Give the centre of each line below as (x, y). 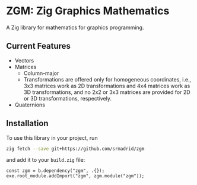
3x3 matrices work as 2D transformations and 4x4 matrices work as (107, 86)
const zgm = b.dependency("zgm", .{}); (55, 171)
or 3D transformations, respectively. (67, 98)
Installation (27, 123)
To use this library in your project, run (52, 137)
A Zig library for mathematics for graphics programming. (75, 27)
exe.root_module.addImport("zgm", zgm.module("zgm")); (75, 176)
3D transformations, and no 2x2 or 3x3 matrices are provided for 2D (107, 92)
